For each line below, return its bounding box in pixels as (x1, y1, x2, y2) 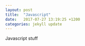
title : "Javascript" (5, 12, 51, 17)
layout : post (5, 7, 33, 13)
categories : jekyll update (5, 21, 62, 27)
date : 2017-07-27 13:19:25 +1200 (5, 17, 80, 22)
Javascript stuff (5, 35, 38, 41)
